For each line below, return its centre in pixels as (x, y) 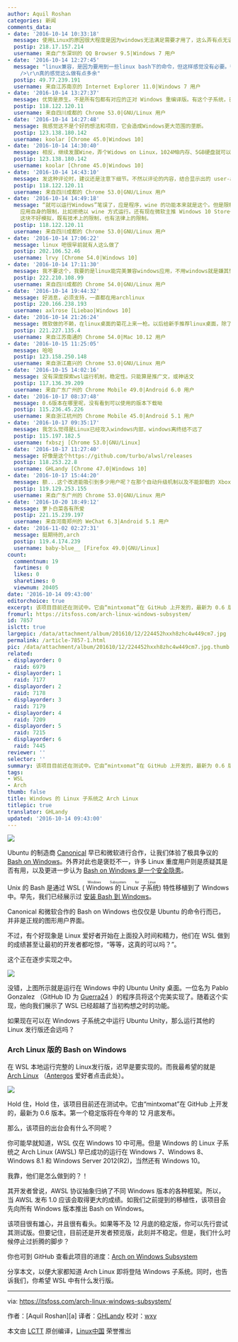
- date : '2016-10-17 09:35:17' (53, 423)
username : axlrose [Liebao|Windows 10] (73, 311)
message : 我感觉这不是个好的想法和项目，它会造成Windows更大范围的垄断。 (110, 126)
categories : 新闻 (32, 21)
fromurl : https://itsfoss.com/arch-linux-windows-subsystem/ (100, 614)
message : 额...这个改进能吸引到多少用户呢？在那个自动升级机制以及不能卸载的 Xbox (123, 482)
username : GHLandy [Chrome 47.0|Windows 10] (80, 469)
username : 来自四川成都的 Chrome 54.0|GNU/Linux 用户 (90, 284)
